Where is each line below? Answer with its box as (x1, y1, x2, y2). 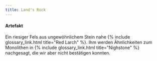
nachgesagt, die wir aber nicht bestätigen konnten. (5, 49, 110, 55)
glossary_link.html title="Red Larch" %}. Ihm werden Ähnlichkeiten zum (5, 39, 152, 45)
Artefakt (5, 23, 24, 29)
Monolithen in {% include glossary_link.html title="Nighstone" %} (5, 44, 139, 50)
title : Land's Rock (5, 7, 46, 12)
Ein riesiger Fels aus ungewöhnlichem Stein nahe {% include (5, 33, 130, 40)
